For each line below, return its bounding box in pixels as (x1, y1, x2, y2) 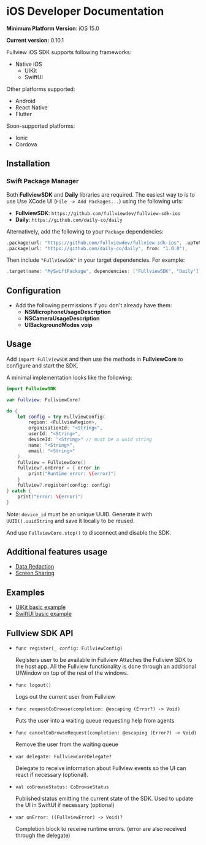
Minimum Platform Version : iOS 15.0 (6, 25, 100, 32)
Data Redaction (15, 563, 55, 570)
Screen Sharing (15, 570, 55, 577)
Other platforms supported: (6, 85, 75, 93)
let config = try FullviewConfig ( (17, 414, 105, 420)
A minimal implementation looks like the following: (6, 374, 133, 381)
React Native (15, 103, 48, 111)
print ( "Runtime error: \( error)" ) (28, 471, 116, 477)
